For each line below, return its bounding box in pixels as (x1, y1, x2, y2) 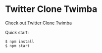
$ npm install (5, 39, 35, 44)
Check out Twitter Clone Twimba (5, 20, 72, 26)
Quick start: (5, 29, 29, 35)
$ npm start (5, 43, 30, 48)
